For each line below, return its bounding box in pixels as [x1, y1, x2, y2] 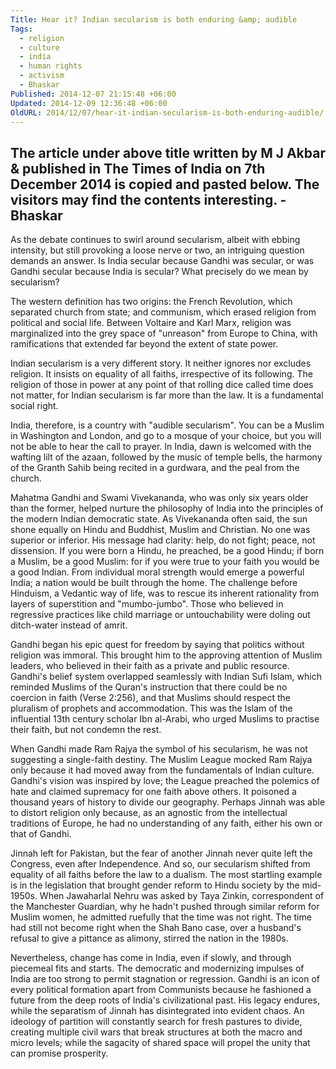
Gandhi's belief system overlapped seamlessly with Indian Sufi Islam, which [10, 671, 322, 683]
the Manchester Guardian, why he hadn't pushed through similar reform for [10, 901, 320, 913]
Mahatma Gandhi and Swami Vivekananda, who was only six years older [10, 492, 309, 504]
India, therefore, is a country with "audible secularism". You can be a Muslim [10, 419, 325, 431]
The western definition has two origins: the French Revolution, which [10, 296, 293, 308]
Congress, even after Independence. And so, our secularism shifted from [10, 858, 311, 870]
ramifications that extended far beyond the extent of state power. [10, 338, 279, 350]
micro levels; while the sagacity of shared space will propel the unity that [10, 1037, 311, 1049]
